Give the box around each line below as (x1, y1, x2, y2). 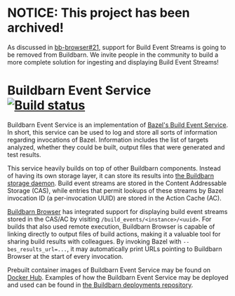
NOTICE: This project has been (7, 5, 190, 21)
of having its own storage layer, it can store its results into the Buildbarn (7, 171, 215, 180)
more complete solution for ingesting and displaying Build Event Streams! (7, 58, 219, 66)
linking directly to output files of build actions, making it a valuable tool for (7, 229, 221, 238)
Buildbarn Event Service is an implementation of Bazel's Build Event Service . (7, 121, 229, 129)
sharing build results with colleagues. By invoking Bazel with (7, 237, 182, 245)
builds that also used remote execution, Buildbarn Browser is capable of (7, 222, 215, 231)
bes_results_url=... (7, 245, 68, 253)
